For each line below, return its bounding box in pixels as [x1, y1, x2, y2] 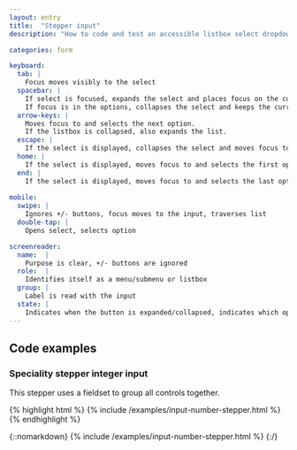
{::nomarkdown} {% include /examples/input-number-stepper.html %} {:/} [9, 431, 278, 442]
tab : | [17, 70, 42, 79]
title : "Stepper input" [9, 21, 101, 30]
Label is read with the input [25, 291, 137, 300]
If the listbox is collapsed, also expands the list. [25, 128, 227, 136]
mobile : [9, 193, 38, 202]
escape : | [17, 136, 53, 144]
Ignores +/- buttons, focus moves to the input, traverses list [25, 210, 267, 219]
